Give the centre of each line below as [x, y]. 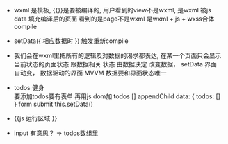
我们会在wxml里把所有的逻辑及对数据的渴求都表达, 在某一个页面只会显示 [117, 55]
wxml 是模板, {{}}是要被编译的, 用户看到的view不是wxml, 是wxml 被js [113, 10]
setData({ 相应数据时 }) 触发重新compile [71, 41]
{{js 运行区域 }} [35, 118]
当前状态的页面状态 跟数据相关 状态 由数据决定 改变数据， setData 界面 [115, 64]
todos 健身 [29, 88]
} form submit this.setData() [54, 104]
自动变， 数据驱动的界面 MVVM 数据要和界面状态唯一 [90, 73]
